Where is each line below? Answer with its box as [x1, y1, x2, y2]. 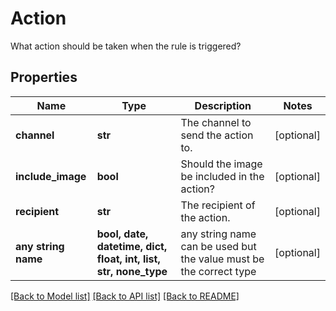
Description [194, 98, 252, 112]
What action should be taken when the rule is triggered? [10, 40, 242, 52]
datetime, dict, [96, 239, 168, 253]
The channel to [180, 115, 252, 129]
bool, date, [96, 227, 149, 241]
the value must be [180, 252, 265, 266]
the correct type [180, 264, 257, 278]
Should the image [180, 157, 263, 171]
